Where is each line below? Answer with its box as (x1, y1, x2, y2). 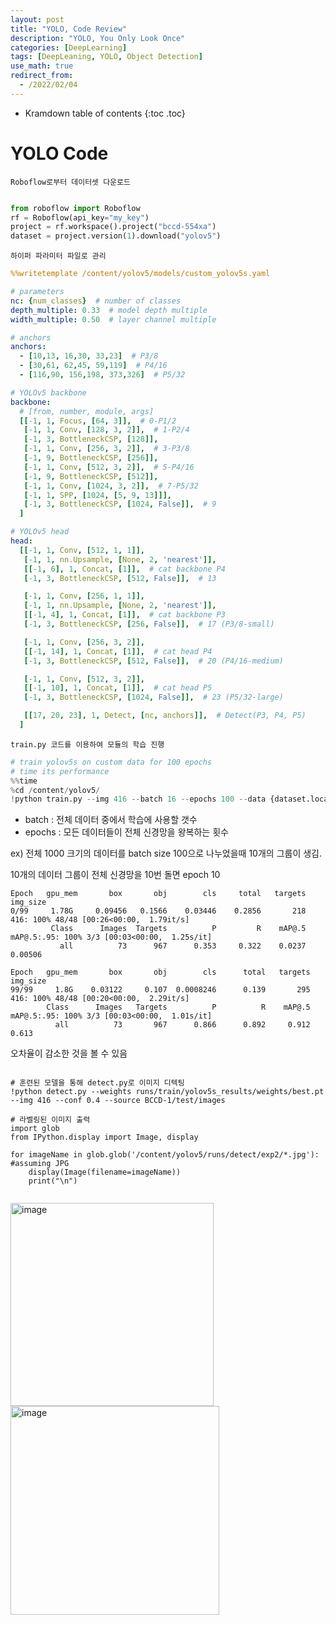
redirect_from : (10, 71, 74, 81)
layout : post (10, 14, 65, 25)
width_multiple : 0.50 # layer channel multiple (10, 314, 217, 325)
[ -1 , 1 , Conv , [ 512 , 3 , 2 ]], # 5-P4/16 (23, 462, 195, 472)
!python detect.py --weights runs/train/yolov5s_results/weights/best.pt (10, 1087, 325, 1097)
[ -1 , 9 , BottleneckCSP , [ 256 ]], (23, 453, 159, 463)
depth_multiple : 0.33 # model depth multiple (10, 305, 208, 315)
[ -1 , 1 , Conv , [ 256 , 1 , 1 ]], (23, 591, 145, 601)
